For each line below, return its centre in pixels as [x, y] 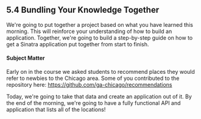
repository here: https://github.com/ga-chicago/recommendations [89, 85]
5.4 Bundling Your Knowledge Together [83, 10]
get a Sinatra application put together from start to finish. [78, 44]
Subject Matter [26, 58]
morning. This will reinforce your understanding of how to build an [89, 31]
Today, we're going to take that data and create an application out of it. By [99, 96]
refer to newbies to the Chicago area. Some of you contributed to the [93, 78]
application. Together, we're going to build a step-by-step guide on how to [100, 38]
